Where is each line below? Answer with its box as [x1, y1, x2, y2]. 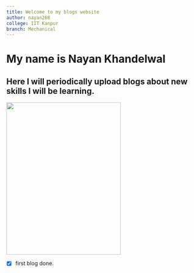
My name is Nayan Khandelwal [6, 52, 166, 66]
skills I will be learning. [6, 86, 95, 96]
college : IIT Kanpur [6, 20, 59, 26]
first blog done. [15, 260, 54, 267]
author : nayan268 [6, 15, 51, 21]
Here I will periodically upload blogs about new [6, 76, 188, 87]
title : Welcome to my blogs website [6, 9, 99, 15]
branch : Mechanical [6, 26, 56, 32]
